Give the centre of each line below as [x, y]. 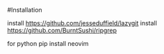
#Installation [25, 10]
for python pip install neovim [48, 43]
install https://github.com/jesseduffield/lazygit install [82, 23]
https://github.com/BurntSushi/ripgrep [62, 30]
